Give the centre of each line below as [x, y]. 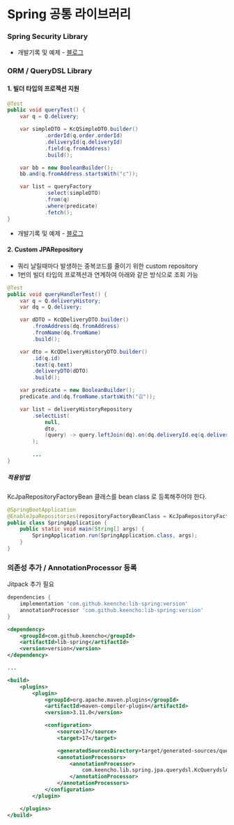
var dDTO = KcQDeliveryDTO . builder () [75, 320]
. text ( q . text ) [53, 365]
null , [52, 422]
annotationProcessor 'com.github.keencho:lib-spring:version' [112, 610]
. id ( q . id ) [46, 358]
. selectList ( [51, 416]
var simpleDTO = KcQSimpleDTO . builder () [79, 129]
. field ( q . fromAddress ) [77, 148]
